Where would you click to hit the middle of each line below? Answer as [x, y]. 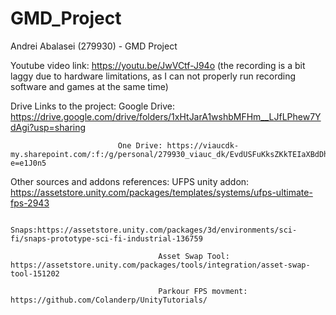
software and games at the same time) [89, 86]
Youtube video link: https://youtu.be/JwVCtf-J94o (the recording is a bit [158, 65]
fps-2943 [30, 203]
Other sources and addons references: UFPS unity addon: [130, 181]
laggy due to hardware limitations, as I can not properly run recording [153, 76]
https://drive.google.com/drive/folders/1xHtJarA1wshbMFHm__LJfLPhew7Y [166, 116]
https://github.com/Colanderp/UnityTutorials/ [109, 300]
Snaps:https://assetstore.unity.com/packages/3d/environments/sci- [154, 230]
